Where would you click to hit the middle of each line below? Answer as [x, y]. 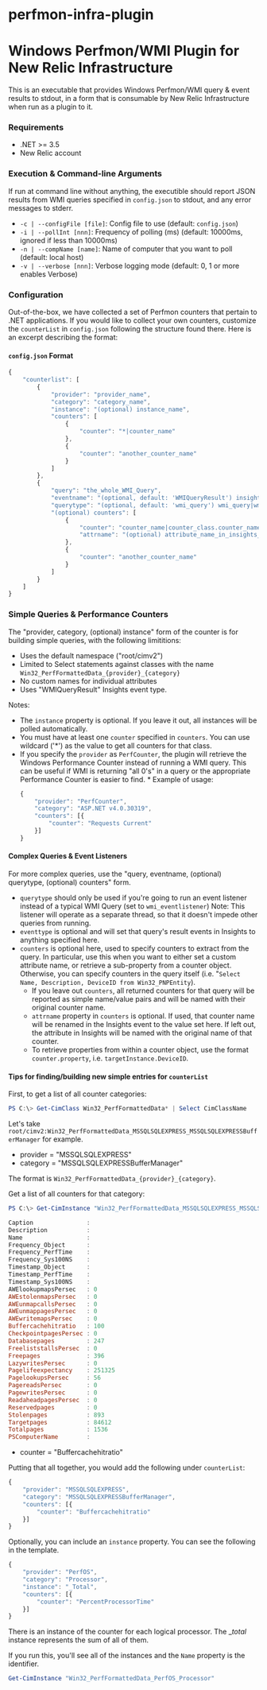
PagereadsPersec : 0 [53, 1386]
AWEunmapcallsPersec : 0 [53, 1304]
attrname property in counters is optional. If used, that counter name [143, 1016]
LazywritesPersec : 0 [53, 1363]
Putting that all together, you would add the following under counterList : [127, 1467]
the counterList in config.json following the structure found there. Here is [130, 329]
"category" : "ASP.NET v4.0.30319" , [93, 808]
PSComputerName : [49, 1437]
